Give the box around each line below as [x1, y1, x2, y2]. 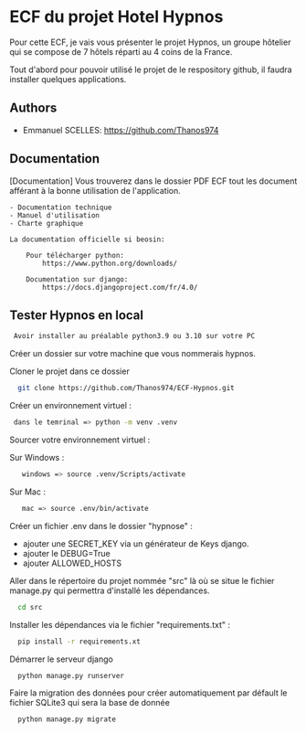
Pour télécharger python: [26, 250, 125, 260]
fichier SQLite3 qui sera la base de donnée [9, 697, 171, 708]
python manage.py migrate [17, 715, 117, 724]
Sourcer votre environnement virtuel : [9, 434, 151, 445]
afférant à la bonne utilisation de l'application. [9, 185, 181, 196]
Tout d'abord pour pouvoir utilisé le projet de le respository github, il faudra [9, 64, 292, 75]
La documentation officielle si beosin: [9, 235, 166, 244]
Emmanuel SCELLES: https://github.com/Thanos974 [22, 124, 219, 135]
